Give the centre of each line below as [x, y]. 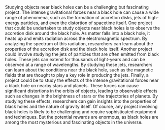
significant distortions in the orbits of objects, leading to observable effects [81, 91]
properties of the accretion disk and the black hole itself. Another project [79, 49]
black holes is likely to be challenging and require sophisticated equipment [81, 112]
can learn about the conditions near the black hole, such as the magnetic [79, 70]
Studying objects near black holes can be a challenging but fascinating [77, 7]
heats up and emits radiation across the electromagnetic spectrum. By [76, 38]
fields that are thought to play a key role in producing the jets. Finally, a [77, 75]
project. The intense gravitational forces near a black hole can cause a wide [82, 12]
